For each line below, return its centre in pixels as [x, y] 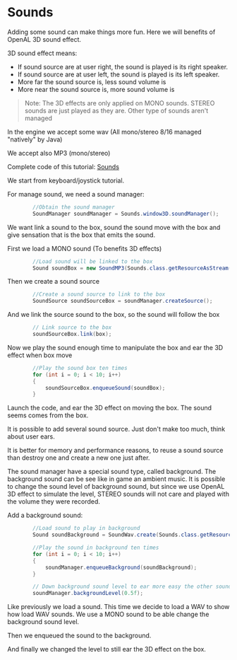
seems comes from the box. [48, 415]
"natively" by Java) [35, 139]
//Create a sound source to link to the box [99, 294]
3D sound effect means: [42, 53]
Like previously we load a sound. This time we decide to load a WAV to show [119, 607]
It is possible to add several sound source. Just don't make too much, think [116, 429]
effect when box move [40, 355]
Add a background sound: [45, 515]
